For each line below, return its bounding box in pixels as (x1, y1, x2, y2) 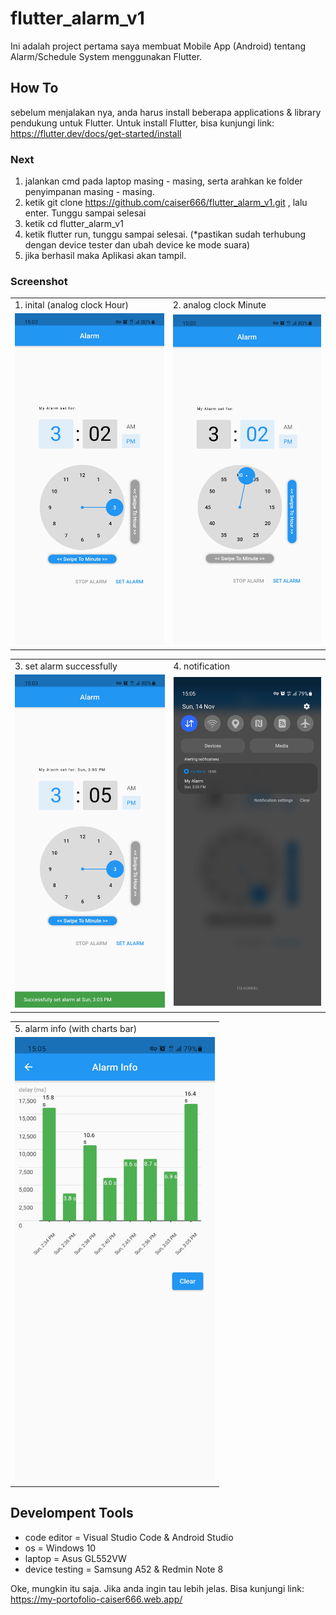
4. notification (173, 660, 230, 672)
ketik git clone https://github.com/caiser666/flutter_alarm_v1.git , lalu (24, 197, 308, 209)
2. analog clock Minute (172, 299, 267, 311)
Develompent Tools (10, 1505, 134, 1522)
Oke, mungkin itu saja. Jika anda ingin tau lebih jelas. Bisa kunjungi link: (10, 1582, 305, 1594)
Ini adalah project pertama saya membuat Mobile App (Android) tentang (10, 40, 307, 52)
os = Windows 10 (24, 1542, 97, 1554)
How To (10, 80, 59, 97)
